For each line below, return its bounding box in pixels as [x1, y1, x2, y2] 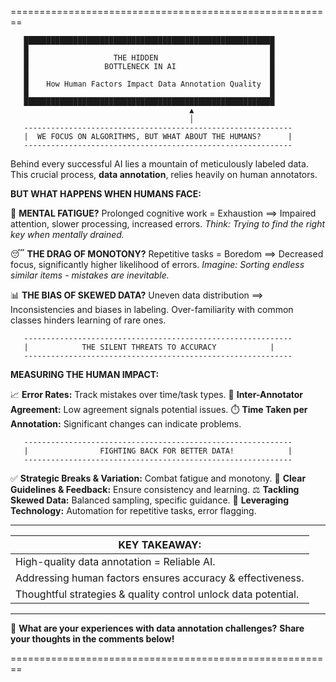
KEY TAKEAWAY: [118, 538, 202, 551]
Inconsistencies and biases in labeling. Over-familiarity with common [10, 304, 294, 315]
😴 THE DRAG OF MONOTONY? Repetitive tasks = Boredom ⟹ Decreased [10, 248, 324, 260]
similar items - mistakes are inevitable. [10, 269, 170, 281]
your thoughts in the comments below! [10, 633, 175, 645]
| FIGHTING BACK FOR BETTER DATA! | [23, 446, 293, 456]
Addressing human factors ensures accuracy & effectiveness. [15, 571, 305, 585]
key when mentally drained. [10, 229, 125, 240]
